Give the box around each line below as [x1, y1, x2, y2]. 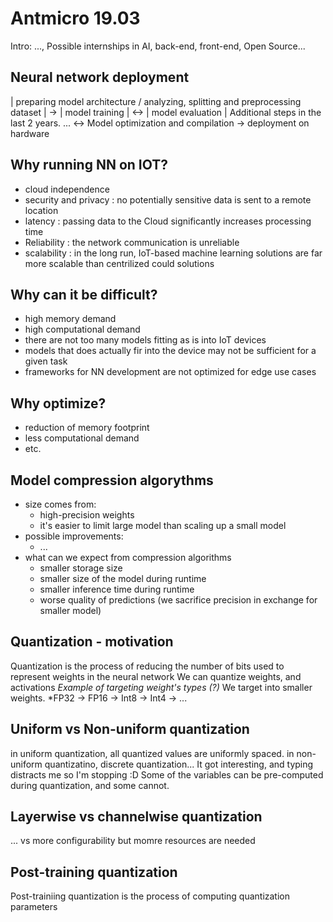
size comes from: [24, 498, 97, 510]
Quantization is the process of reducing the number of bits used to [10, 660, 285, 672]
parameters [10, 901, 58, 913]
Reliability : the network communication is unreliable [24, 236, 240, 248]
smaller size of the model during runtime [39, 573, 207, 584]
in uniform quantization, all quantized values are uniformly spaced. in [10, 747, 295, 759]
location [24, 204, 59, 216]
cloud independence [24, 183, 110, 195]
